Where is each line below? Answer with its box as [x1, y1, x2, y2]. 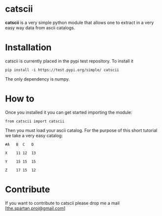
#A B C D [5, 142, 34, 147]
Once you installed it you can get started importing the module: [5, 109, 133, 115]
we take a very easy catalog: [5, 132, 63, 138]
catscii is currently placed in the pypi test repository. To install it [5, 58, 134, 64]
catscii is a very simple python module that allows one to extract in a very [5, 20, 154, 25]
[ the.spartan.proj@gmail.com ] [5, 205, 66, 211]
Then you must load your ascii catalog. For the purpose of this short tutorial [5, 127, 158, 133]
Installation [5, 42, 52, 53]
